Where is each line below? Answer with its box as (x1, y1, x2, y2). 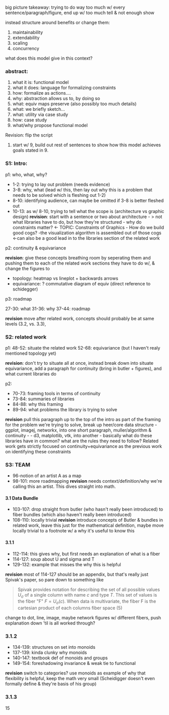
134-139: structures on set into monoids (12, 644, 96, 650)
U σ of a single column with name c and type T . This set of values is (17, 592, 157, 599)
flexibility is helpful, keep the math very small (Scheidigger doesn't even (5, 676, 155, 682)
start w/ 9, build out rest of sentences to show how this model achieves (12, 142, 161, 148)
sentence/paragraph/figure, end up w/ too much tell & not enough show (5, 10, 155, 16)
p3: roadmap (5, 296, 32, 302)
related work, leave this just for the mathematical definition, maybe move (12, 522, 164, 528)
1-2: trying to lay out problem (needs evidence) (12, 181, 110, 187)
